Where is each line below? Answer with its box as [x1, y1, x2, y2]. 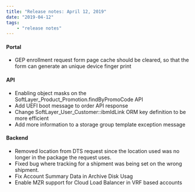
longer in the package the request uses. [14, 154, 112, 161]
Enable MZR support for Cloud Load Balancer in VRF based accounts [14, 178, 183, 186]
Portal [6, 43, 22, 50]
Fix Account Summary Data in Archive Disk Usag [14, 173, 133, 180]
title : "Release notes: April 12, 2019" [6, 8, 107, 15]
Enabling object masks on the [14, 89, 87, 96]
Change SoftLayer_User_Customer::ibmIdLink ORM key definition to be [14, 108, 186, 115]
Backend [6, 134, 28, 142]
